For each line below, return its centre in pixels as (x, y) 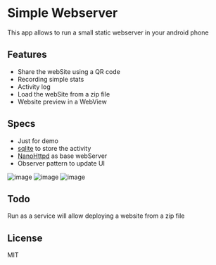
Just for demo (38, 141)
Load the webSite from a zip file (64, 94)
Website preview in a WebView (62, 101)
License (25, 238)
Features (27, 55)
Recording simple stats (51, 79)
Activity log (34, 87)
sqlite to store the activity (54, 148)
